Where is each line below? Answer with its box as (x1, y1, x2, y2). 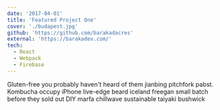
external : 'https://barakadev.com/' (7, 36, 112, 43)
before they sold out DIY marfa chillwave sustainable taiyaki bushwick (7, 94, 206, 103)
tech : (7, 42, 23, 49)
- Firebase (13, 61, 45, 68)
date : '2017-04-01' (7, 10, 63, 17)
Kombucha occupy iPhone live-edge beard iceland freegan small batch (7, 87, 208, 96)
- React (13, 49, 36, 56)
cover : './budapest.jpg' (7, 23, 78, 30)
